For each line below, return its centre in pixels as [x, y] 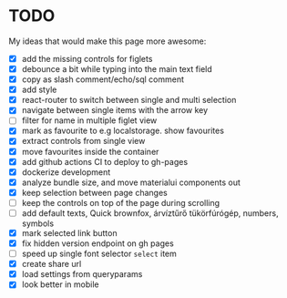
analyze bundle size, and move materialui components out [131, 182]
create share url [51, 264]
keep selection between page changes [94, 192]
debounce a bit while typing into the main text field [117, 69]
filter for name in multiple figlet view [89, 120]
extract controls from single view [83, 141]
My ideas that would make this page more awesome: [108, 41]
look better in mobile [60, 284]
